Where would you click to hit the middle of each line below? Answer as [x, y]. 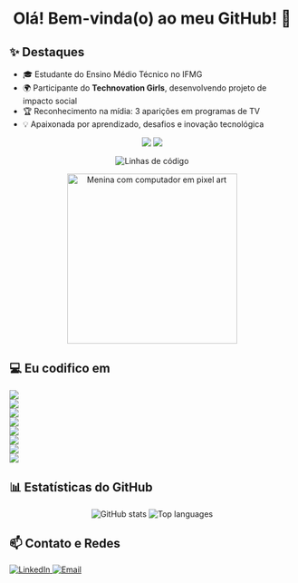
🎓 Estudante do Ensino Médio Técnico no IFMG [112, 74]
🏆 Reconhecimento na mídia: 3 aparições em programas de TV [141, 111]
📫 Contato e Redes [65, 544]
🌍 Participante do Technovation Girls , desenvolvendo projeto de [144, 88]
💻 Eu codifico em [60, 369]
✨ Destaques [47, 52]
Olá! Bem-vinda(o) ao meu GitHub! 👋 [152, 19]
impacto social [50, 101]
